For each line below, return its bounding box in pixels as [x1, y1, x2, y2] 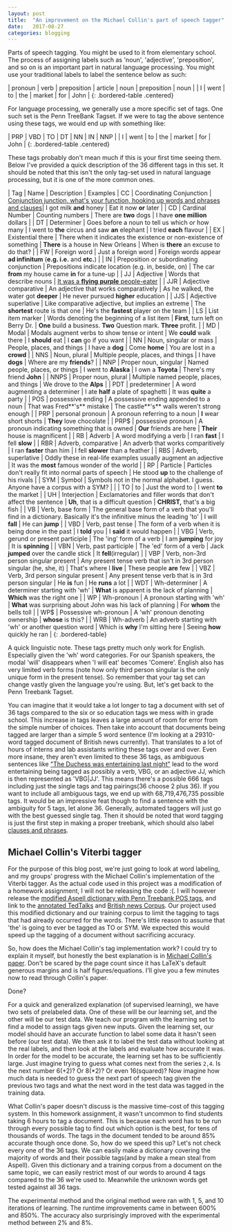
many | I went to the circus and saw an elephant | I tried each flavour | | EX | [8, 226, 225, 234]
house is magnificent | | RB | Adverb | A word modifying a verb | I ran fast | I [8, 432, 224, 440]
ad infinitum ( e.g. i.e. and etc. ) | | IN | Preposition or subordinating [8, 255, 198, 264]
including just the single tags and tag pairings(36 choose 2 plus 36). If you [8, 782, 220, 790]
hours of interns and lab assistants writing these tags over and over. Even [8, 745, 217, 754]
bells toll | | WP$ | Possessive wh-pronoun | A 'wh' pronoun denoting [8, 608, 204, 617]
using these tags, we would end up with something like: [8, 119, 166, 128]
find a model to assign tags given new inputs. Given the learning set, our [8, 1022, 214, 1031]
